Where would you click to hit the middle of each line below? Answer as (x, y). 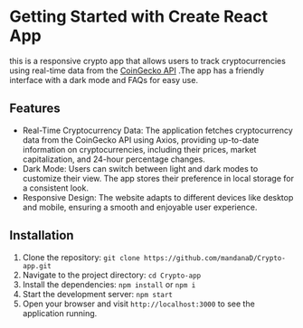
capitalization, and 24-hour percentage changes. (114, 159)
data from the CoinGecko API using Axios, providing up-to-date (141, 140)
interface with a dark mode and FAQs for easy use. (104, 80)
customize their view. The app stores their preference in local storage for (158, 178)
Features (35, 109)
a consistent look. (55, 188)
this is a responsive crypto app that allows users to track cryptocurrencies (148, 61)
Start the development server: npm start (98, 294)
